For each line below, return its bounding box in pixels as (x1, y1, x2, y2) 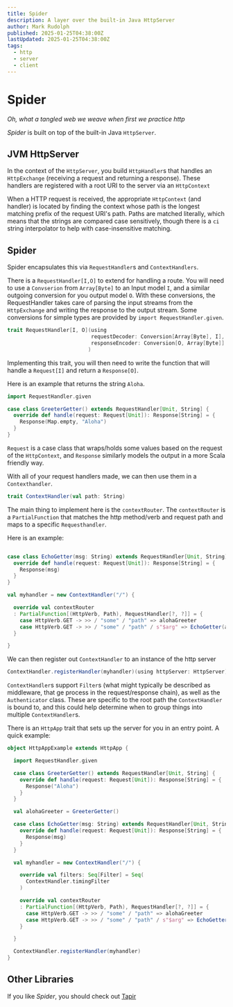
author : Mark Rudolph (7, 23, 70, 30)
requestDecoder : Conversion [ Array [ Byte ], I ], (91, 333, 225, 340)
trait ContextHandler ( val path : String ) (7, 492, 126, 500)
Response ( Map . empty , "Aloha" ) (19, 418, 107, 426)
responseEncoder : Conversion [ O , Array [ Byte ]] (91, 340, 225, 347)
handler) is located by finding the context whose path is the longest (7, 202, 200, 210)
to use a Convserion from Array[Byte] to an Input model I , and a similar (7, 284, 210, 292)
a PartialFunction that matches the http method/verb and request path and (7, 513, 223, 521)
